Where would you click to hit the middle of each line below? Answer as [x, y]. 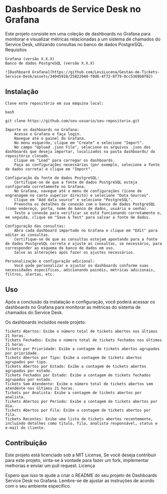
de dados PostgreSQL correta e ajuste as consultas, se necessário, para [84, 243]
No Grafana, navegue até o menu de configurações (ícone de [78, 191]
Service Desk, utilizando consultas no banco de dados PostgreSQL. [75, 44]
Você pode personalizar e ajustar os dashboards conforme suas [81, 266]
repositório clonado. [28, 156]
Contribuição [26, 443]
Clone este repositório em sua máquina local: [54, 103]
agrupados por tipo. [27, 362]
